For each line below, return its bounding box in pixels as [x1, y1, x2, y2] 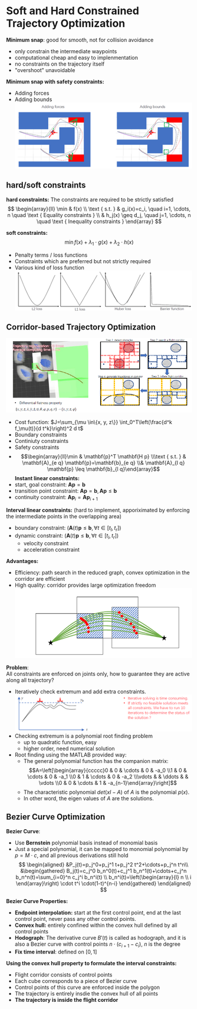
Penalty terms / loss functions [14, 251, 88, 258]
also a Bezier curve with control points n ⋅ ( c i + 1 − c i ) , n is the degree [14, 940, 181, 949]
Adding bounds [14, 96, 52, 103]
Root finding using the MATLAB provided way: [14, 751, 127, 758]
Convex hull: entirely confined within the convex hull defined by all [14, 921, 178, 929]
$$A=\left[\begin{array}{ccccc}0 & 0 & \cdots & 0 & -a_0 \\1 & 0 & [28, 767, 187, 774]
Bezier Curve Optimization [6, 812, 106, 822]
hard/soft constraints [6, 180, 86, 190]
